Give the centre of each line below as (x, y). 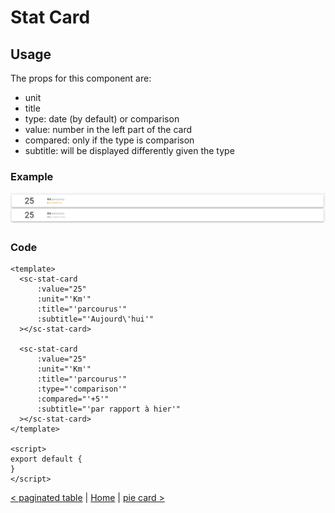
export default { (46, 459)
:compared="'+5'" (73, 399)
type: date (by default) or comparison (102, 119)
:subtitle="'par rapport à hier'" (109, 409)
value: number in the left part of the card (108, 129)
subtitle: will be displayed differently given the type (129, 150)
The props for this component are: (81, 78)
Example (32, 176)
